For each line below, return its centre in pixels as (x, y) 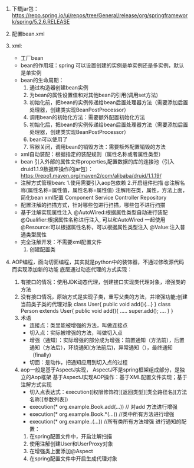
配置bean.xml (28, 34)
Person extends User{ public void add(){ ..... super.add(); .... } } (97, 311)
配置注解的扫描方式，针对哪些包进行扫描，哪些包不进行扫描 (93, 205)
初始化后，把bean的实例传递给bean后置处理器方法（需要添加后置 (109, 124)
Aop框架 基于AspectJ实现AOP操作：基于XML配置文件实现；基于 (109, 377)
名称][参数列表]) (49, 399)
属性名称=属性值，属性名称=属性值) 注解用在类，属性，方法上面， (108, 190)
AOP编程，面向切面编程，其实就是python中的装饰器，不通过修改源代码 (98, 262)
